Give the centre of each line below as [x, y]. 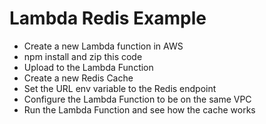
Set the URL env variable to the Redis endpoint [120, 88]
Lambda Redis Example [108, 18]
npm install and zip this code [83, 56]
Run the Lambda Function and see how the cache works [139, 109]
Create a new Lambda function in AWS [103, 46]
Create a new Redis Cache [78, 78]
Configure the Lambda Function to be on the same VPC [137, 99]
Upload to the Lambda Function [88, 67]
